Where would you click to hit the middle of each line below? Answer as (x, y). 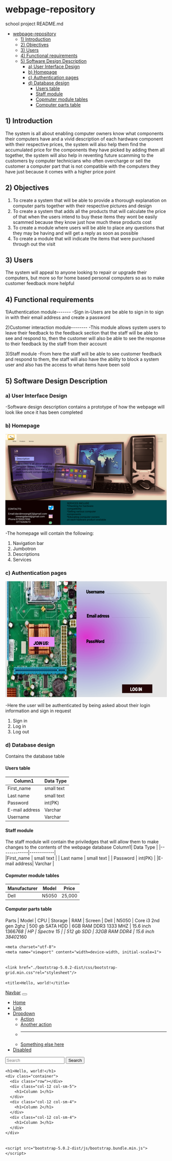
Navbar (13, 992)
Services (22, 560)
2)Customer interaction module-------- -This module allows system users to (86, 327)
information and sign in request (38, 711)
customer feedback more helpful (40, 284)
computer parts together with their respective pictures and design (82, 206)
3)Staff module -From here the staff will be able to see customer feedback (84, 354)
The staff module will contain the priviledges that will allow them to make (82, 842)
